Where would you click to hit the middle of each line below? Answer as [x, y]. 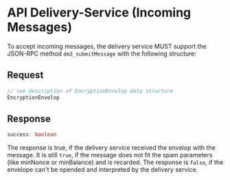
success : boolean [32, 135]
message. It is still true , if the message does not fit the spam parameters [110, 155]
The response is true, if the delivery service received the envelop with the [112, 148]
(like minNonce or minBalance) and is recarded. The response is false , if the [115, 162]
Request [25, 75]
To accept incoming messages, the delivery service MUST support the [107, 46]
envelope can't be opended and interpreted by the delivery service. [103, 170]
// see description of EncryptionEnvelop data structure [90, 91]
